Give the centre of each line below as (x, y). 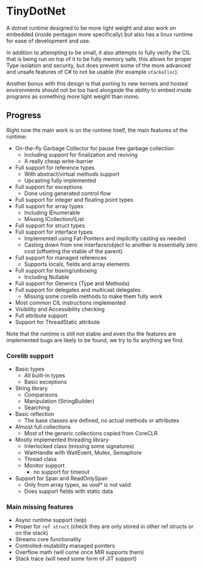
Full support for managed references (61, 257)
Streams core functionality (48, 540)
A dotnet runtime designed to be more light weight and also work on (91, 28)
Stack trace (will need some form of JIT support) (76, 559)
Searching (37, 408)
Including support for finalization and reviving (81, 154)
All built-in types (45, 375)
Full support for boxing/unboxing (56, 270)
